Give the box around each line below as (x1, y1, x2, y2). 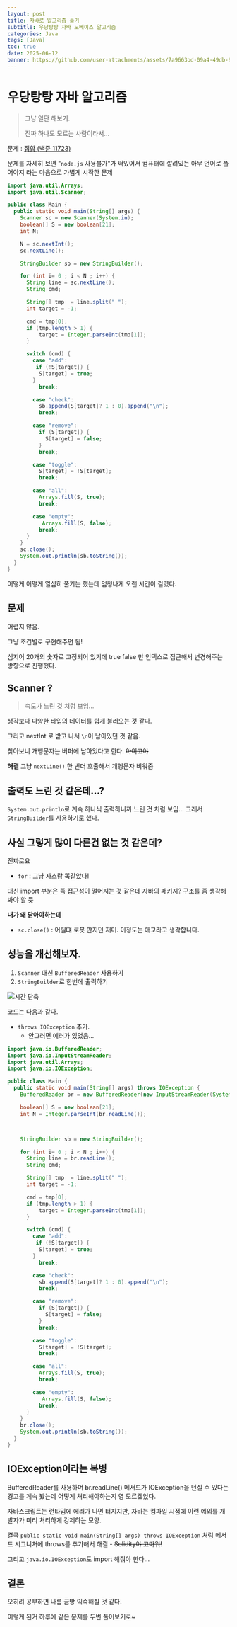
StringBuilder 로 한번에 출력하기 (17, 977, 108, 986)
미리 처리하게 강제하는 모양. (25, 1516, 102, 1524)
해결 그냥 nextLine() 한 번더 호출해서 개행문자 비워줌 (7, 762, 154, 770)
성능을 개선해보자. (7, 948, 81, 960)
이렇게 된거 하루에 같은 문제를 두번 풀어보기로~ (7, 1612, 136, 1621)
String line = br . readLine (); (25, 1155, 115, 1162)
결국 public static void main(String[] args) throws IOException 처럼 (7, 1531, 214, 1539)
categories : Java (7, 30, 59, 38)
